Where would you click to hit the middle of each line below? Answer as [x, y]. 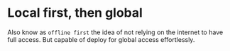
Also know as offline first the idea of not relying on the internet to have [115, 32]
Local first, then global [75, 13]
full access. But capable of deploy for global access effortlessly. [101, 39]
